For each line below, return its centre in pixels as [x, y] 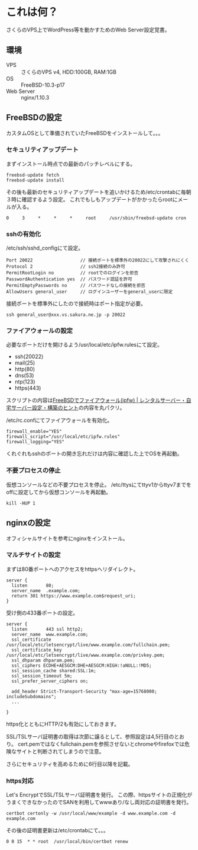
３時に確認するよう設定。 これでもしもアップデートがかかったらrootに [92, 199]
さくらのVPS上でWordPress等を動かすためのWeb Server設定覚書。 [88, 30]
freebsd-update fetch [33, 175]
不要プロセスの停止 [33, 471]
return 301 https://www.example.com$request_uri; [74, 596]
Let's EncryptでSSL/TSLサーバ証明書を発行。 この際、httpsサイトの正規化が [99, 795]
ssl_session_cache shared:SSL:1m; [54, 670]
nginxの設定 [29, 523]
